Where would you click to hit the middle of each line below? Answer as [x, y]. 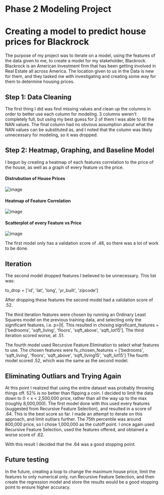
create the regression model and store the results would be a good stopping [82, 482]
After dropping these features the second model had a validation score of [79, 300]
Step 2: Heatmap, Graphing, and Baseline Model [80, 150]
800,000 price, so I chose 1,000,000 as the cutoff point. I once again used [80, 424]
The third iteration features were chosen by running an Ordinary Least [75, 314]
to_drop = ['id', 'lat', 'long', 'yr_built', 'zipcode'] [52, 290]
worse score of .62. [25, 435]
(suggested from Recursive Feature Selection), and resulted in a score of [78, 409]
